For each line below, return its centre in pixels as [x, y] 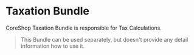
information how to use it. [53, 46]
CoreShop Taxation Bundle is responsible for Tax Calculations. [84, 28]
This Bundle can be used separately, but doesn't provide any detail [104, 39]
